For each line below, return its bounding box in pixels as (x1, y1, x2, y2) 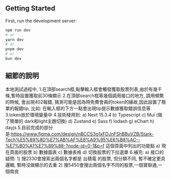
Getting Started (5, 4, 56, 13)
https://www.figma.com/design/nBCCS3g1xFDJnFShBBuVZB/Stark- (11, 130, 154, 137)
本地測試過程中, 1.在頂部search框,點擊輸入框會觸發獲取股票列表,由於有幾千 (5, 86, 162, 92)
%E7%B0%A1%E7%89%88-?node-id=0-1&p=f (5, 143, 105, 149)
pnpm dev (5, 47, 24, 52)
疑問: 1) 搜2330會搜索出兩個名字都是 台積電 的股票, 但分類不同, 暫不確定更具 (5, 155, 166, 162)
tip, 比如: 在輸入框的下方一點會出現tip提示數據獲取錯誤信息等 (22, 105, 151, 111)
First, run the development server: (5, 17, 77, 24)
